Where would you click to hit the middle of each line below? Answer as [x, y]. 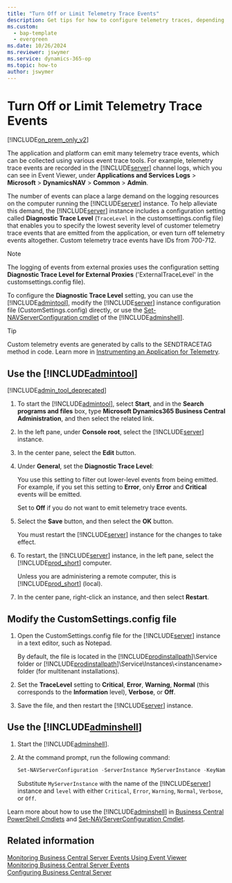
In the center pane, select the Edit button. [77, 453]
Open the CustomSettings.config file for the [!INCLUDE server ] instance [119, 636]
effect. [27, 542]
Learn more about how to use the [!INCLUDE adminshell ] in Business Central [115, 812]
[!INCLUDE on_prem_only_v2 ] [48, 140]
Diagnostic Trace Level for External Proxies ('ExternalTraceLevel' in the [110, 275]
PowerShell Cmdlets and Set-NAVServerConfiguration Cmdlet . [96, 818]
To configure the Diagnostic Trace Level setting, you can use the [100, 295]
